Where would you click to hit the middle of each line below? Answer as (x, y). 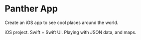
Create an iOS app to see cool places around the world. (62, 22)
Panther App (31, 9)
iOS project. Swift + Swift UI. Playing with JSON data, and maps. (70, 32)
